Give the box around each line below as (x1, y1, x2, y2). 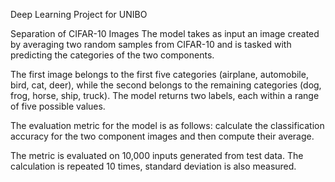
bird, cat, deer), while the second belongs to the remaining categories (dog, (10, 79, 322, 91)
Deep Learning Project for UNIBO (10, 9, 148, 20)
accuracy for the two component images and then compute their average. (10, 130, 315, 142)
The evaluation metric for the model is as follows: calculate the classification (10, 120, 325, 131)
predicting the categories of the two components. (10, 49, 215, 61)
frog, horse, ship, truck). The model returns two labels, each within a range (10, 90, 320, 101)
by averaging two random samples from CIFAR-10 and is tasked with (10, 39, 292, 50)
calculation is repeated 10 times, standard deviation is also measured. (10, 160, 297, 172)
